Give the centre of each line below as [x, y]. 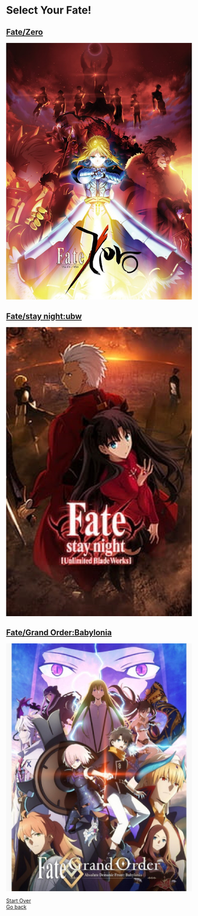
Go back [16, 907]
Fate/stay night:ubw [44, 316]
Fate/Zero [24, 32]
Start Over [19, 901]
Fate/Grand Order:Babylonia [59, 632]
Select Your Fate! [49, 10]
